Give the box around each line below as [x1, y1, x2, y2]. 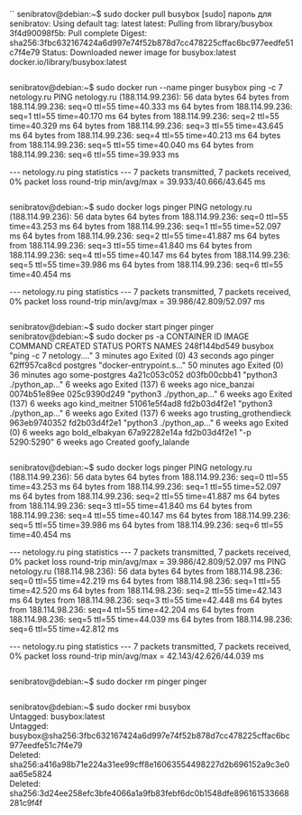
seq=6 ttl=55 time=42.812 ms [9, 623, 119, 634]
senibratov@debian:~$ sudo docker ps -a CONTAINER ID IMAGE [9, 331, 250, 342]
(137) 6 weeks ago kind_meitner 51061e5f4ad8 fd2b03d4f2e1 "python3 [9, 398, 273, 408]
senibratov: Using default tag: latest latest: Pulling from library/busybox [9, 18, 273, 29]
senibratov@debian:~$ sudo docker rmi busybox [9, 701, 191, 712]
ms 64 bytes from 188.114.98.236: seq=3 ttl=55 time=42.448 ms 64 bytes [9, 595, 283, 605]
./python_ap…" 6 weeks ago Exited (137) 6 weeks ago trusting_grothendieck [9, 407, 291, 418]
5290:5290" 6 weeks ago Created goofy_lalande [9, 436, 190, 447]
